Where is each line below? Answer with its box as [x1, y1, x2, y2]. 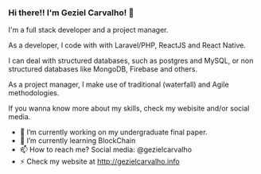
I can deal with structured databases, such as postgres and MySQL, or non [8, 56, 254, 66]
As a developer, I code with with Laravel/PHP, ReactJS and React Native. [8, 41, 247, 50]
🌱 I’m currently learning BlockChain [19, 136, 136, 145]
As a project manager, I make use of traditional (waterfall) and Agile [8, 79, 229, 90]
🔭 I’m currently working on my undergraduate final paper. [19, 127, 208, 137]
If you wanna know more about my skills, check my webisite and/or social [8, 103, 250, 114]
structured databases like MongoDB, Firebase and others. [8, 64, 197, 74]
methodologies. [8, 88, 60, 98]
